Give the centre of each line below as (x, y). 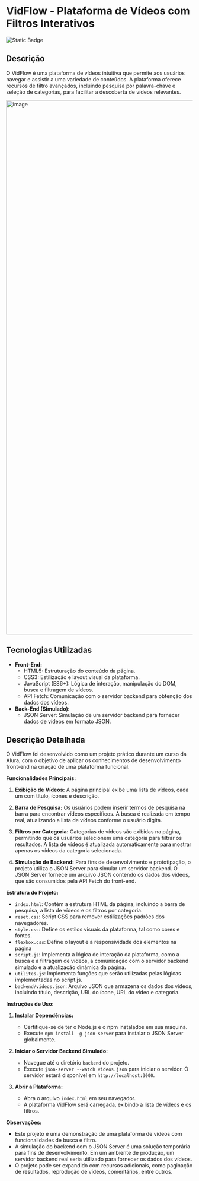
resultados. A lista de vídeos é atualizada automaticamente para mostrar (103, 844)
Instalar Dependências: (44, 1016)
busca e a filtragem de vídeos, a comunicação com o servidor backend (102, 961)
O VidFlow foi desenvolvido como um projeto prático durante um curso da (96, 754)
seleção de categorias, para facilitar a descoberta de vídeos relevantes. (94, 92)
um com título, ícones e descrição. (57, 796)
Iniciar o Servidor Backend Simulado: (61, 1051)
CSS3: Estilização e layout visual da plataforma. (82, 677)
